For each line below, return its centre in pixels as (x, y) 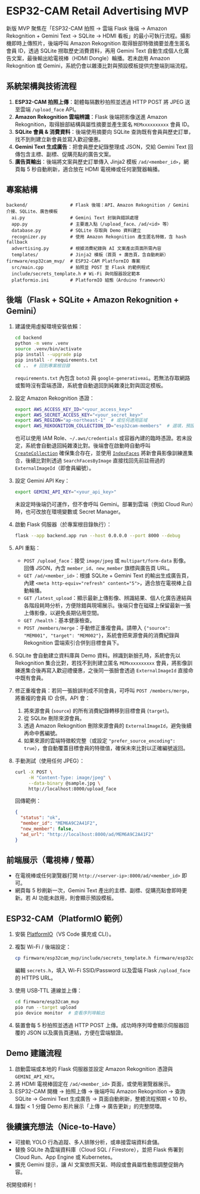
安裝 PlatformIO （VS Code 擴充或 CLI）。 (65, 934)
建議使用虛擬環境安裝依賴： (49, 326)
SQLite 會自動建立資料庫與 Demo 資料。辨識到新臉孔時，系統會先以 (98, 655)
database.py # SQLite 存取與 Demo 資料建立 (76, 230)
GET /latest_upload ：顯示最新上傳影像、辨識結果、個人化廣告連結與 (108, 598)
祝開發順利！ (22, 1185)
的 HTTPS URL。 (35, 978)
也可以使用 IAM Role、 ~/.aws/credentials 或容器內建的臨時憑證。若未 (101, 438)
